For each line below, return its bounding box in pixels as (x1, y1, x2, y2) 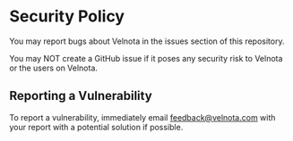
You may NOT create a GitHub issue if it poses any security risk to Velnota (9, 53, 283, 63)
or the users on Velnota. (9, 62, 99, 73)
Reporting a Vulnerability (9, 88, 152, 104)
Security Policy (9, 6, 125, 27)
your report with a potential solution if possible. (9, 121, 184, 132)
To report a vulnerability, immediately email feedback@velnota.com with (9, 112, 276, 122)
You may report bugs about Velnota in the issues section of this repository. (9, 36, 285, 46)
